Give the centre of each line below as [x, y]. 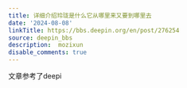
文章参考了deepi [35, 76]
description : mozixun [46, 45]
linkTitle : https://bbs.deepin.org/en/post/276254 [94, 30]
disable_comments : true [48, 52]
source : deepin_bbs [41, 38]
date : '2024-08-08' [41, 23]
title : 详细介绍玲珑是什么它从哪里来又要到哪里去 [80, 15]
